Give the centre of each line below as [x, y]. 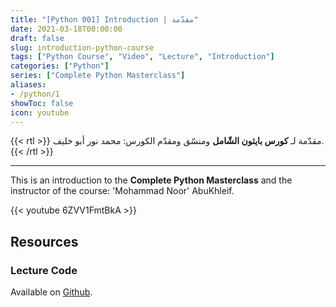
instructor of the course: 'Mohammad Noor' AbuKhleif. [122, 191]
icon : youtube [40, 112]
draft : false [37, 38]
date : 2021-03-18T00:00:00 [66, 29]
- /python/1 [35, 94]
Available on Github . [51, 292]
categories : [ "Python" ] [60, 66]
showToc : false [42, 103]
